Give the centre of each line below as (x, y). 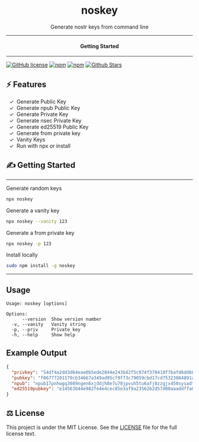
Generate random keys (34, 188)
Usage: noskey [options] (37, 304)
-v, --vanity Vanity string (49, 325)
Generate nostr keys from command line (99, 27)
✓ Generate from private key (45, 133)
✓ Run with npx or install (40, 146)
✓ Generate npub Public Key (44, 108)
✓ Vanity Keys (27, 139)
